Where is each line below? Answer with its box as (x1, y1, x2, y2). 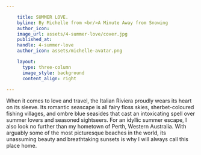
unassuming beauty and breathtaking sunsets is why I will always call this (6, 136, 188, 143)
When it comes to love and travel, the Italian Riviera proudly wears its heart (6, 97, 192, 104)
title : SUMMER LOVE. (17, 14, 69, 20)
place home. (6, 142, 37, 150)
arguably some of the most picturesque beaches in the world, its (6, 129, 167, 136)
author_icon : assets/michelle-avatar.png (17, 48, 122, 54)
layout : (17, 59, 36, 65)
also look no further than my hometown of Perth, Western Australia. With (6, 123, 187, 130)
